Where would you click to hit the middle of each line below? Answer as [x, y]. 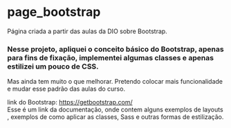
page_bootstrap [54, 12]
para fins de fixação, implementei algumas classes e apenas [111, 57]
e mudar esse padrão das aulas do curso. [66, 89]
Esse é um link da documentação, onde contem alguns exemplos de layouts [115, 110]
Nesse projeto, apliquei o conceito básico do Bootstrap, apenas [115, 49]
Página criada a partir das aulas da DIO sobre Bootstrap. [87, 31]
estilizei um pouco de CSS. [53, 66]
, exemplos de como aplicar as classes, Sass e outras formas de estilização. [115, 117]
